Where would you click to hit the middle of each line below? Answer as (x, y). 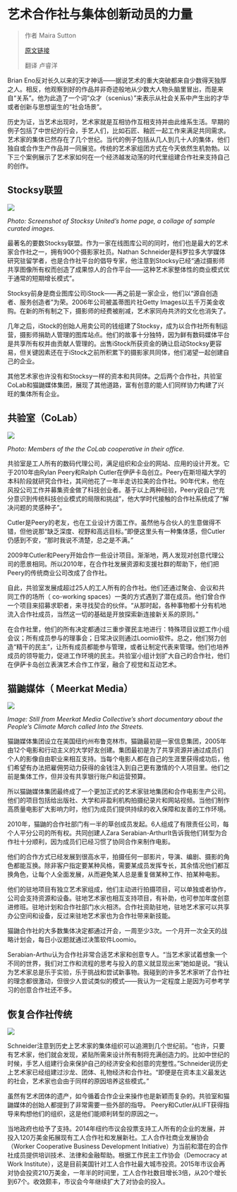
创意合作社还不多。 (47, 990)
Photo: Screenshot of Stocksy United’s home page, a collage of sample (111, 221)
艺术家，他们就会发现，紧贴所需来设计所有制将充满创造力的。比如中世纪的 (121, 1054)
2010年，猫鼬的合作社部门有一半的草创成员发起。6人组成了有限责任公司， (115, 824)
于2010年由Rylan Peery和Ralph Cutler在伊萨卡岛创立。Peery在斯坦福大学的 (117, 472)
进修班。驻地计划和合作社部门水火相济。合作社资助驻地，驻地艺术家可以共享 (119, 907)
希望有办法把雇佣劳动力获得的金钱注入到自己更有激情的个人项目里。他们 (118, 768)
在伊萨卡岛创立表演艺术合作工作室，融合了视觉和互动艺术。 (94, 664)
